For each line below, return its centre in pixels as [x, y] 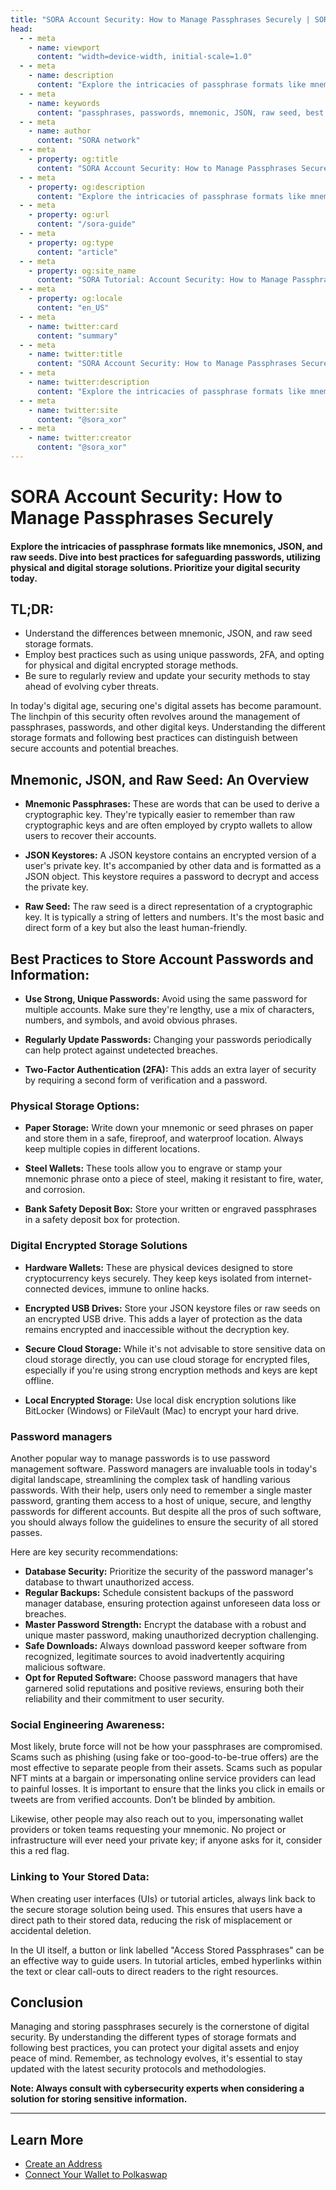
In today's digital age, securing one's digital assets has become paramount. [166, 706]
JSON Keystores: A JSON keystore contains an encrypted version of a [170, 855]
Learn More [47, 2139]
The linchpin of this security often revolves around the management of [155, 717]
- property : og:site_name [82, 271]
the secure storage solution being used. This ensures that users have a [156, 1909]
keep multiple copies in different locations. [112, 1149]
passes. [26, 1532]
